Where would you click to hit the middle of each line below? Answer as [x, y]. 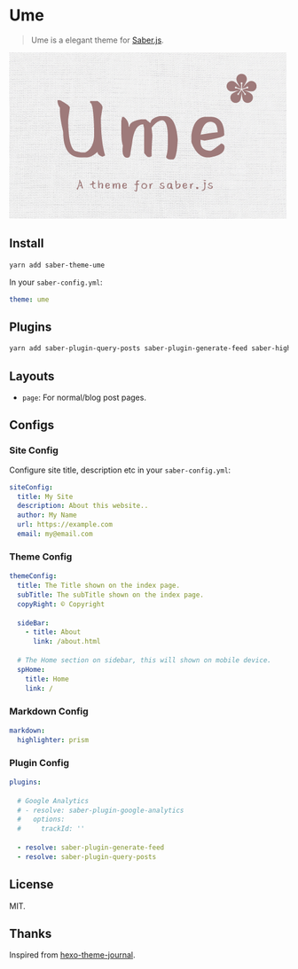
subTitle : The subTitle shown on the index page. [110, 595]
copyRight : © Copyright [61, 604]
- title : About [53, 632]
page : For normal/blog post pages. [84, 397]
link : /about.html [67, 642]
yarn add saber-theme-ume [57, 265]
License [31, 884]
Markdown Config [49, 711]
